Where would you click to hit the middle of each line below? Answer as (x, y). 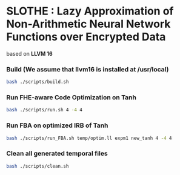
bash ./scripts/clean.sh (38, 166)
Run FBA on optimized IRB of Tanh (57, 125)
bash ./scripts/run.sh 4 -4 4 (45, 110)
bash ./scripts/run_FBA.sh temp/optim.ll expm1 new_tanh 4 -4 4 (89, 138)
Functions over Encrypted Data (86, 37)
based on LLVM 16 (29, 53)
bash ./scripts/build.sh (38, 82)
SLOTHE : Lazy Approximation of (90, 11)
